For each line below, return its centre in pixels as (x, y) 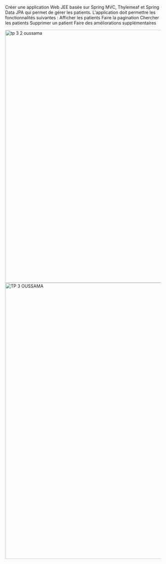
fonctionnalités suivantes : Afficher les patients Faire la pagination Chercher (82, 18)
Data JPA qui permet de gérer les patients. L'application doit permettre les (80, 12)
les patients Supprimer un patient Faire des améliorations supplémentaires (81, 23)
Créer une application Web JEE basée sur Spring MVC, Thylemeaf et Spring (82, 7)
